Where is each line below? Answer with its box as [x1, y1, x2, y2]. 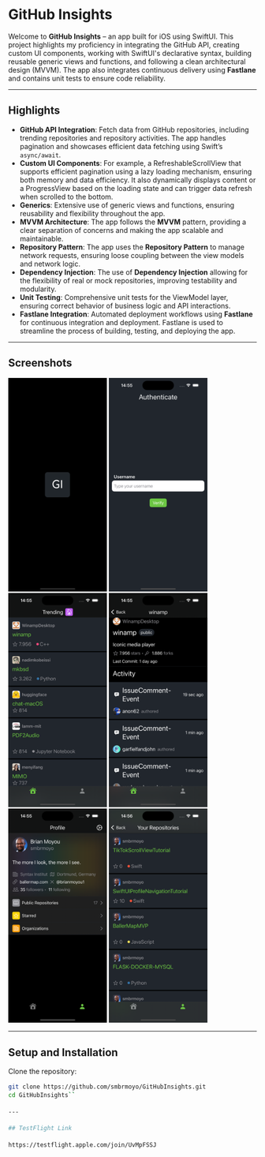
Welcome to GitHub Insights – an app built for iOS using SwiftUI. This [8, 32, 234, 41]
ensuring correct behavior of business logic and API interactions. [19, 301, 231, 310]
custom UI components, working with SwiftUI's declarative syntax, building [8, 48, 252, 58]
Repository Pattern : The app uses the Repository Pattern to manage [19, 242, 244, 252]
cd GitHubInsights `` [8, 1091, 77, 1099]
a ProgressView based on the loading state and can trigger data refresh [19, 183, 252, 193]
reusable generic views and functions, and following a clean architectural [8, 57, 246, 66]
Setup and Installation [8, 1046, 118, 1059]
